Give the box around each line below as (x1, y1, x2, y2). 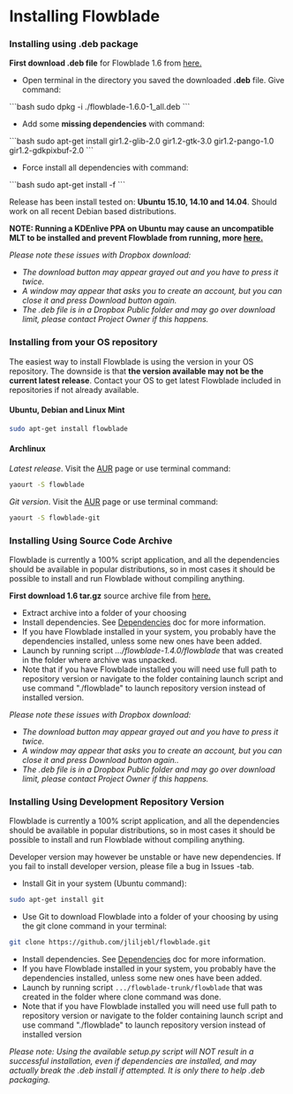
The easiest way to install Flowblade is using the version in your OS (9, 356, 254, 366)
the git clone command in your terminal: (21, 921, 168, 931)
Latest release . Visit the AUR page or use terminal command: (9, 463, 231, 474)
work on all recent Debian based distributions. (9, 206, 177, 217)
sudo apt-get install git (9, 896, 104, 905)
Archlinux (9, 443, 46, 454)
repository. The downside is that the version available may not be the (9, 366, 264, 376)
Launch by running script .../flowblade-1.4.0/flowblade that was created (21, 645, 284, 656)
